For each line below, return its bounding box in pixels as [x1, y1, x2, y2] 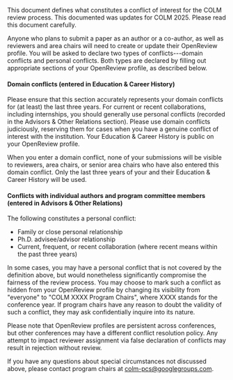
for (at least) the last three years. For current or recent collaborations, [7, 102, 207, 111]
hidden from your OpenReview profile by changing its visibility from [7, 286, 200, 294]
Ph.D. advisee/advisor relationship [17, 235, 116, 243]
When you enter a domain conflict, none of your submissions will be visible [7, 153, 223, 162]
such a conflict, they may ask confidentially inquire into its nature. [7, 308, 195, 317]
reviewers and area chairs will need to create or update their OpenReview [7, 42, 218, 50]
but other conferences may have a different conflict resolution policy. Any [7, 329, 218, 337]
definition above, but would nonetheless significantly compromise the [7, 271, 207, 280]
